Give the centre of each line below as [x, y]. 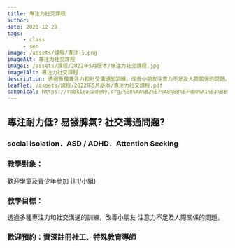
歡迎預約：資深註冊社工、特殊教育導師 [72, 237]
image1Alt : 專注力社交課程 [43, 72]
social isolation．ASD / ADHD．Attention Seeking [93, 144]
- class [34, 40]
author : [19, 20]
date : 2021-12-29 [33, 27]
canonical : [23, 92]
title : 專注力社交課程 [37, 14]
